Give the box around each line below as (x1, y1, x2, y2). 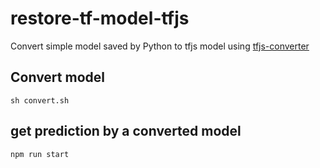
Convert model (10, 69, 105, 86)
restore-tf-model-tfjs (10, 7, 190, 30)
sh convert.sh (10, 95, 70, 106)
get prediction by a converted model (10, 123, 242, 140)
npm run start (10, 149, 70, 159)
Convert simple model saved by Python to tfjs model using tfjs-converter (10, 40, 310, 52)
